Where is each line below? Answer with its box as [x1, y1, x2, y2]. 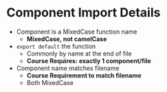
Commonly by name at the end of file [26, 49, 132, 58]
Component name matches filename [16, 64, 120, 72]
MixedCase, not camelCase [26, 34, 107, 43]
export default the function [16, 42, 96, 50]
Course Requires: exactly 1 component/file [26, 56, 152, 65]
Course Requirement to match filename [26, 71, 142, 80]
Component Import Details [6, 5, 161, 21]
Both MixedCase [26, 78, 74, 87]
